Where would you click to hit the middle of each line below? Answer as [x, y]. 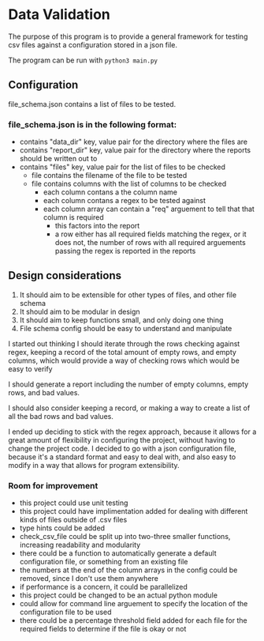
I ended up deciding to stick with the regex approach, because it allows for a [132, 432]
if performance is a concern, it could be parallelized [103, 587]
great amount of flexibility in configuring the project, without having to [122, 439]
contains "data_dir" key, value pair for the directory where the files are [134, 142]
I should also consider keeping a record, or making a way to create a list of [129, 408]
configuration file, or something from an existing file [104, 562]
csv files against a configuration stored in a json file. [93, 44]
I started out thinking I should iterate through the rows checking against [124, 343]
